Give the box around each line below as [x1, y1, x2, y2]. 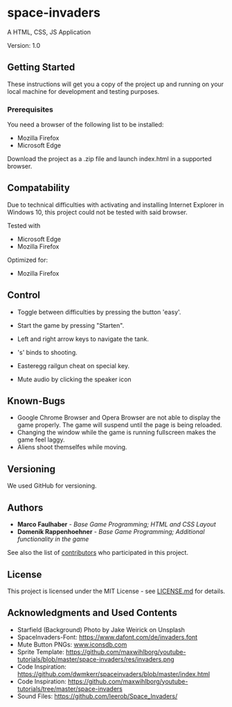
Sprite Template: [17, 647, 64, 656]
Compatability [7, 182, 71, 194]
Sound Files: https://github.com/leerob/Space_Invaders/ [17, 692, 178, 700]
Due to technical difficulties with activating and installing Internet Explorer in [7, 200, 224, 209]
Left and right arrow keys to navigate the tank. [17, 335, 149, 343]
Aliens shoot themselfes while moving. [17, 443, 127, 451]
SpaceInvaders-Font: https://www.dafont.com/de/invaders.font [17, 633, 198, 641]
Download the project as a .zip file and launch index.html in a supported [7, 155, 213, 163]
